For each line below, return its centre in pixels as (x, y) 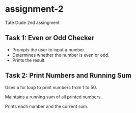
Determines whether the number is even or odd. (61, 55)
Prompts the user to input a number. (49, 49)
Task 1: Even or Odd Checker (50, 38)
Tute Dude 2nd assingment (32, 23)
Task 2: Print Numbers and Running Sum (68, 76)
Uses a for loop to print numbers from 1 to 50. (51, 87)
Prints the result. (29, 60)
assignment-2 (34, 9)
